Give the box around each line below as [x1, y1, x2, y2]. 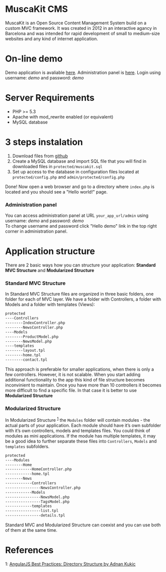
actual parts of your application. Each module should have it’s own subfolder [5, 422, 161, 428]
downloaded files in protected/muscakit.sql [12, 163, 103, 169]
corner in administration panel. [5, 228, 68, 234]
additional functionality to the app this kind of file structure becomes [5, 377, 145, 382]
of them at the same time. [5, 527, 58, 533]
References [5, 545, 54, 556]
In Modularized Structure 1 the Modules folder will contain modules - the [5, 416, 150, 423]
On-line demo [5, 53, 63, 64]
